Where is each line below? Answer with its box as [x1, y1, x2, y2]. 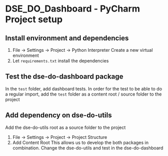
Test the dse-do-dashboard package [5, 72, 124, 81]
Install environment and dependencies [5, 34, 129, 42]
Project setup [5, 14, 63, 25]
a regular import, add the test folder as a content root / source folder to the [5, 91, 162, 97]
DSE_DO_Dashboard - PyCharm [5, 3, 140, 15]
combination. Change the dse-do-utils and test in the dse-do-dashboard [12, 144, 163, 151]
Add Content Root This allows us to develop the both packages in [12, 139, 149, 145]
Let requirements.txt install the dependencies [12, 58, 109, 63]
